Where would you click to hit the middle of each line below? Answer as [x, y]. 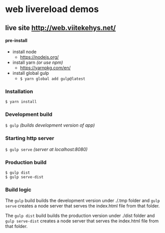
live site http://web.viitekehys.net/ [61, 28]
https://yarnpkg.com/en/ [45, 68]
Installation [19, 91]
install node [24, 52]
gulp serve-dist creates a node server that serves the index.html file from [82, 221]
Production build [26, 162]
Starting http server [30, 138]
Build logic [18, 189]
